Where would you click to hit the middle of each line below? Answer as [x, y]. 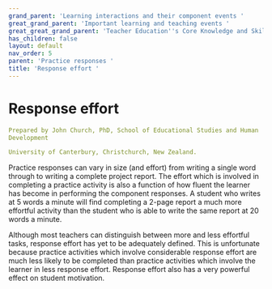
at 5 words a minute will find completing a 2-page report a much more [125, 202]
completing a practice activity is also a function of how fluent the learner [130, 185]
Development [28, 138]
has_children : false [43, 38]
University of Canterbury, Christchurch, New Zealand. [103, 152]
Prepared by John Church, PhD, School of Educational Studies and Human [134, 130]
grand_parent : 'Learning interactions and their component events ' [126, 16]
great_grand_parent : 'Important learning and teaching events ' [119, 23]
